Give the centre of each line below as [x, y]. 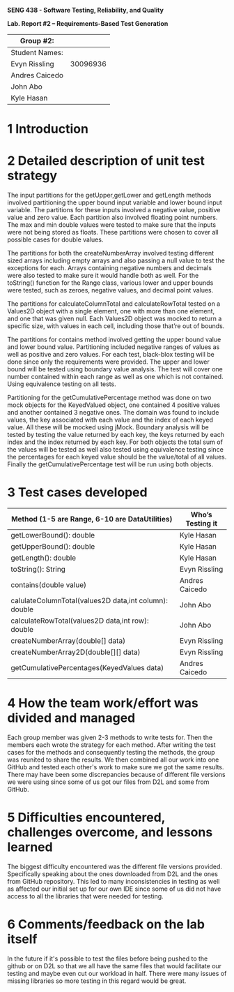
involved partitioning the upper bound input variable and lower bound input [115, 202]
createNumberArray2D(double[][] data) [76, 652]
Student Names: [37, 53]
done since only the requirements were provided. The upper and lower [109, 362]
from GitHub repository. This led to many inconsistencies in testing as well [114, 881]
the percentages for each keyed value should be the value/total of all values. [117, 457]
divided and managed [71, 718]
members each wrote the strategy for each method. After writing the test [111, 745]
